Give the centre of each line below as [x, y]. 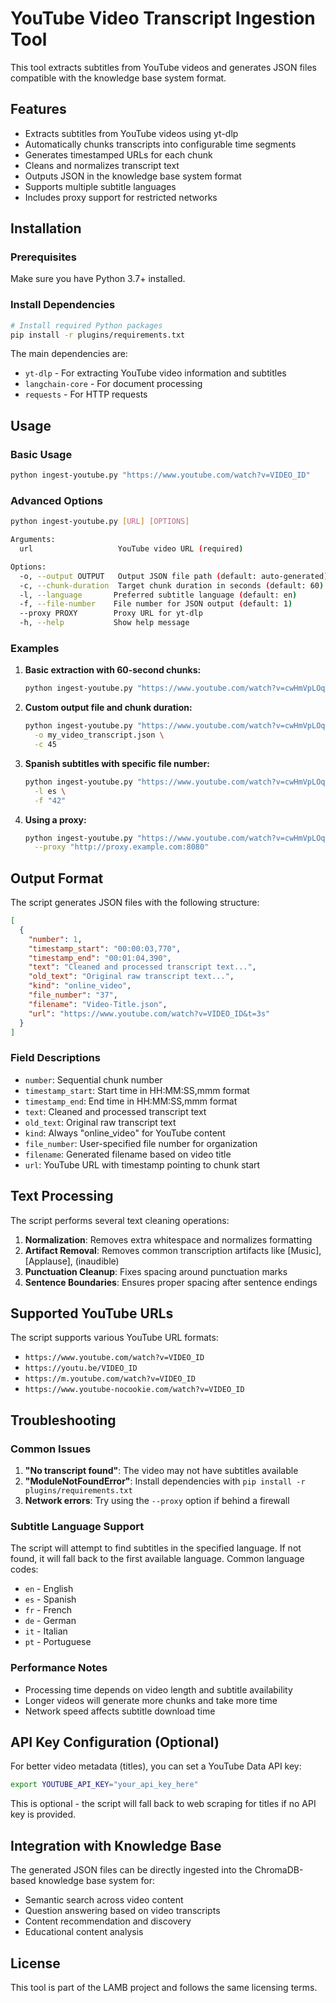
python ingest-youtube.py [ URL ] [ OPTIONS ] [100, 522]
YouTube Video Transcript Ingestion [163, 18]
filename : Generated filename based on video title [128, 1154]
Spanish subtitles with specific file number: [117, 763]
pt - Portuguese [58, 1642]
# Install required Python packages [86, 325]
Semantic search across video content [104, 1900]
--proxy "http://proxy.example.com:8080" [122, 847]
